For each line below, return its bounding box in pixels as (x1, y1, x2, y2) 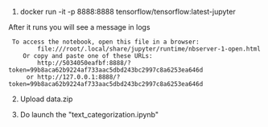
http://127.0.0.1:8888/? (37, 73, 121, 81)
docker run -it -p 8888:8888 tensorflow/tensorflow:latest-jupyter (19, 7, 236, 16)
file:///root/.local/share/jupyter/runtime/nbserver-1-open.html (37, 45, 262, 53)
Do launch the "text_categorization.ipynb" (19, 110, 159, 119)
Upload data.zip (19, 94, 73, 104)
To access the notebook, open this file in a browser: (11, 38, 200, 46)
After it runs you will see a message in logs (8, 23, 150, 31)
